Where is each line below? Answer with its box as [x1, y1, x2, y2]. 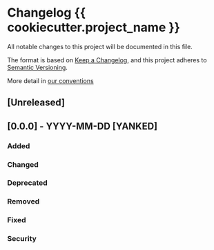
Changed [7, 159, 39, 169]
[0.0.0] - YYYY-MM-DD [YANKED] [7, 120, 158, 132]
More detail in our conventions [7, 76, 95, 84]
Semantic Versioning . [7, 63, 68, 71]
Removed [7, 197, 40, 206]
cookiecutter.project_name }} [7, 19, 181, 35]
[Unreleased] [7, 97, 66, 109]
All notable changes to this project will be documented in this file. [7, 42, 193, 51]
